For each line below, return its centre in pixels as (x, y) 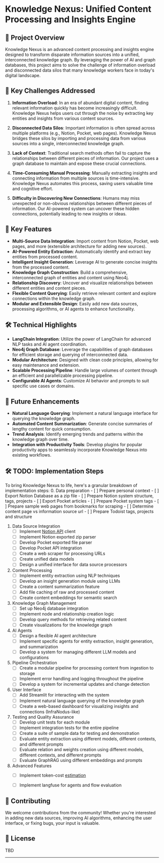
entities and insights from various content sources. (63, 118)
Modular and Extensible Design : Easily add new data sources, (75, 303)
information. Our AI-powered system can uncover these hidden (76, 208)
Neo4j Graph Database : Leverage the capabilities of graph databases (82, 350)
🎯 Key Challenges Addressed (50, 91)
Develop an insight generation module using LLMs (70, 581)
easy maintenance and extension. (46, 365)
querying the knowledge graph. (44, 419)
